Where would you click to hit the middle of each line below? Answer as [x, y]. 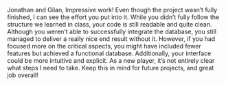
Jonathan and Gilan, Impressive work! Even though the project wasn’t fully [112, 10]
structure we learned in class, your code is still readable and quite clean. [110, 24]
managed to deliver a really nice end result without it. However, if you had [111, 39]
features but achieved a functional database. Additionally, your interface [109, 53]
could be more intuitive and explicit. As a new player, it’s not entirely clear [111, 60]
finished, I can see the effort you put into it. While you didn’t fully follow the [113, 17]
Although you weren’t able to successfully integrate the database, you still [112, 31]
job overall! [23, 75]
